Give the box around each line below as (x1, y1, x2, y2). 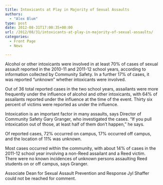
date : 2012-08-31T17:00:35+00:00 (5, 25, 73, 30)
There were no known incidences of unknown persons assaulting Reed (5, 155, 147, 161)
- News (9, 43, 23, 48)
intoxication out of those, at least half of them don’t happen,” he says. (5, 121, 145, 127)
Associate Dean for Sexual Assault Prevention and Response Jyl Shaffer (5, 170, 149, 176)
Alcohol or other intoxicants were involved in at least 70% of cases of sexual (5, 61, 158, 67)
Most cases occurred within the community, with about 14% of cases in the (5, 145, 156, 151)
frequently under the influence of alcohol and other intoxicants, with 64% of (5, 91, 158, 97)
